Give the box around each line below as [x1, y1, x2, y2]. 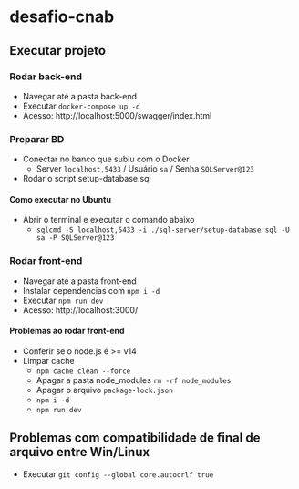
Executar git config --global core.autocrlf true [22, 468, 214, 480]
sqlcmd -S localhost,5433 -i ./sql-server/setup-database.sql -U [36, 225, 290, 234]
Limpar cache [22, 355, 75, 366]
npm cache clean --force [36, 367, 131, 376]
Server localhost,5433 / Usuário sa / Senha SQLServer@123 [36, 163, 255, 174]
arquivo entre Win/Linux [9, 444, 150, 460]
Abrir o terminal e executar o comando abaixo [22, 214, 195, 225]
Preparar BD [9, 132, 65, 145]
